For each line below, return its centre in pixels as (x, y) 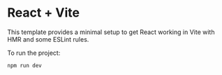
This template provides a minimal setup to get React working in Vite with (111, 32)
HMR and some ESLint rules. (48, 39)
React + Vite (44, 13)
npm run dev (24, 65)
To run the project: (34, 53)
